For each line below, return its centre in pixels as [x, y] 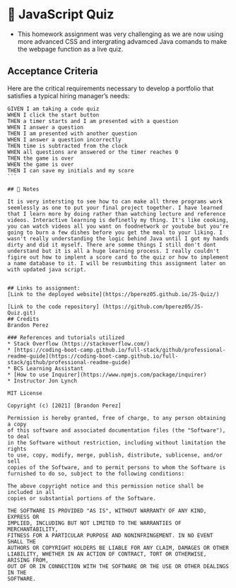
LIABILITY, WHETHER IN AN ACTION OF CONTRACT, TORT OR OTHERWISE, [107, 554]
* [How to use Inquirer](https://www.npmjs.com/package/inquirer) [107, 375]
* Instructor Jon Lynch [42, 381]
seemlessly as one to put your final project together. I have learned [115, 208]
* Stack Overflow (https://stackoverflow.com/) [79, 343]
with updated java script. [47, 269]
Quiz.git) [22, 313]
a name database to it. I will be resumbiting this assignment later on [117, 263]
